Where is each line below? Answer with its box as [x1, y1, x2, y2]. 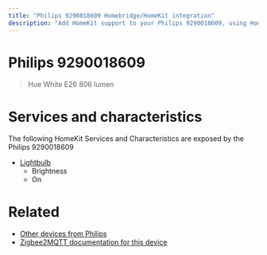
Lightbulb [19, 158, 52, 167]
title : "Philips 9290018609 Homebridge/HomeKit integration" [8, 11, 215, 20]
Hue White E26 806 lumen [27, 80, 114, 89]
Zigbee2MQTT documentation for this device [19, 237, 168, 247]
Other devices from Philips [19, 229, 107, 239]
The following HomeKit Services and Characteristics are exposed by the [8, 134, 245, 143]
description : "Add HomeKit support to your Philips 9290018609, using [8, 19, 247, 27]
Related [8, 202, 60, 221]
